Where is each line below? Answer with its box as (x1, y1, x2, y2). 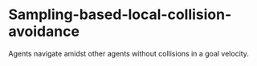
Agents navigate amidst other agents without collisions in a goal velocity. (8, 49, 249, 58)
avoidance (8, 22, 80, 41)
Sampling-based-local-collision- (8, 6, 232, 24)
